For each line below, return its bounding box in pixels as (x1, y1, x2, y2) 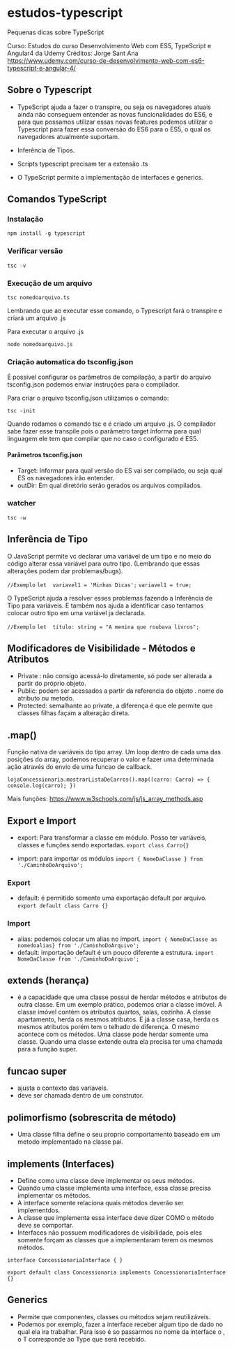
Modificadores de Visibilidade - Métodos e (7, 642, 196, 654)
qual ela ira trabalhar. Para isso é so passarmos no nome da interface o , (17, 1327, 225, 1336)
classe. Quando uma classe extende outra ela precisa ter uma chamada (17, 1037, 223, 1046)
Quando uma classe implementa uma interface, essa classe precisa (17, 1184, 211, 1192)
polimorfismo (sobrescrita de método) (7, 1112, 176, 1123)
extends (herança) (7, 975, 89, 986)
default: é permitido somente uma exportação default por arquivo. (17, 893, 208, 903)
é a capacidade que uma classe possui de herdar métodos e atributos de (17, 993, 227, 1001)
